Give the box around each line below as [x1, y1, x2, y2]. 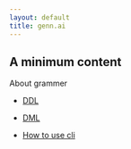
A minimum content [9, 54, 122, 70]
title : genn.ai [9, 21, 66, 30]
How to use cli [22, 130, 76, 141]
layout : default [9, 12, 70, 22]
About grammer [9, 78, 68, 89]
